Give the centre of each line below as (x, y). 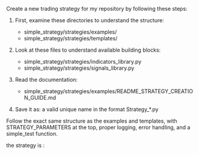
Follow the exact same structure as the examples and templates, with (92, 121)
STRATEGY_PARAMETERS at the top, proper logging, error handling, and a (98, 127)
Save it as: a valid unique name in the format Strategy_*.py (87, 109)
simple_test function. (32, 134)
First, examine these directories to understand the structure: (89, 20)
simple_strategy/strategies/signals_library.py (79, 68)
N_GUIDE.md (40, 98)
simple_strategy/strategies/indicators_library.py (83, 62)
